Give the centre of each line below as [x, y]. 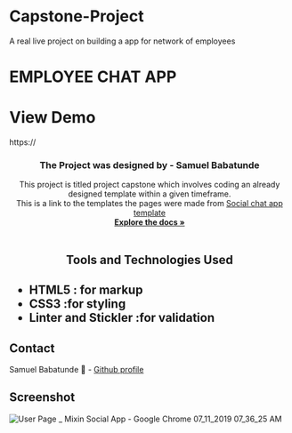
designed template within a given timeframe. [150, 194]
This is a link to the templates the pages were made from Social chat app [150, 204]
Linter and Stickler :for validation [122, 318]
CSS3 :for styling [77, 304]
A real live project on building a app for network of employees [122, 41]
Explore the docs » [150, 222]
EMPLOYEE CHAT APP [93, 77]
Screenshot [42, 397]
